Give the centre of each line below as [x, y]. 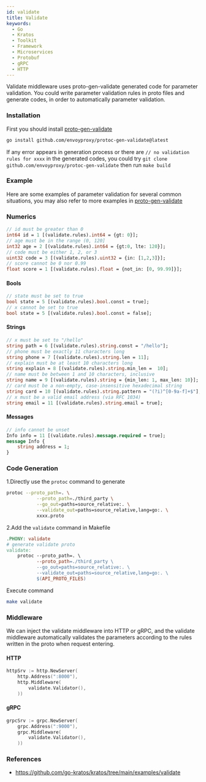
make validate [25, 602]
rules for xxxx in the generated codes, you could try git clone [87, 158]
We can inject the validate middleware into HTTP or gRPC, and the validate [101, 630]
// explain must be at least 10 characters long [70, 363]
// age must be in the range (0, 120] [56, 241]
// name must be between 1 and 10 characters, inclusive [81, 374]
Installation [24, 115]
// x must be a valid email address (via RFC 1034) [74, 397]
